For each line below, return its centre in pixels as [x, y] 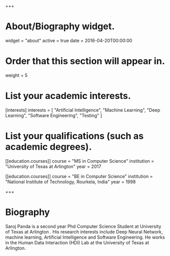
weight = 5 [17, 75]
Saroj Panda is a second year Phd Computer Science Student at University [83, 226]
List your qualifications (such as [75, 136]
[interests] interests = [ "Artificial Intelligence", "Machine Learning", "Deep [83, 110]
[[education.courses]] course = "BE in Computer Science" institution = [79, 176]
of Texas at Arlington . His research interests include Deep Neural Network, [84, 232]
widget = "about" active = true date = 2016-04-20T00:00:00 [69, 40]
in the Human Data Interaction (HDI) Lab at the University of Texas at [77, 242]
